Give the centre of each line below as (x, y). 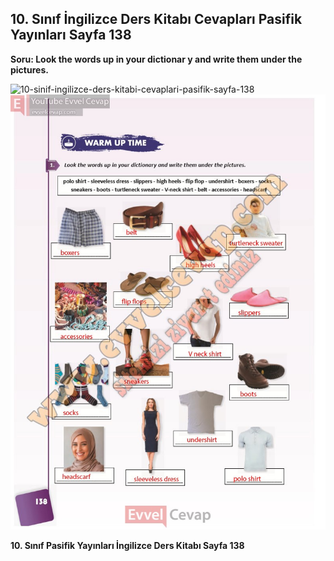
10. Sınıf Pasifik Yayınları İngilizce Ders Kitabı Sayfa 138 (127, 546)
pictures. (29, 69)
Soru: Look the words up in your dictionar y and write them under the (156, 59)
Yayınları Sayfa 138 (71, 35)
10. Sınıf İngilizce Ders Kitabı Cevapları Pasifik (156, 19)
